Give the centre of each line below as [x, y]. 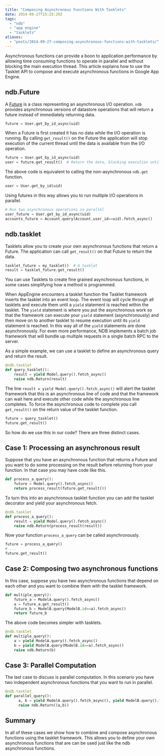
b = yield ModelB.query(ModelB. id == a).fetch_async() [69, 645]
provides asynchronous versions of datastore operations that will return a [79, 109]
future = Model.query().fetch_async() [54, 484]
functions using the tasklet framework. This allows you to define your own [80, 738]
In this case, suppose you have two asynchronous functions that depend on [82, 581]
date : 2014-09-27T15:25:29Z [34, 14]
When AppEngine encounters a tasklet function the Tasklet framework [76, 294]
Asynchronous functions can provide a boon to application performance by [81, 56]
